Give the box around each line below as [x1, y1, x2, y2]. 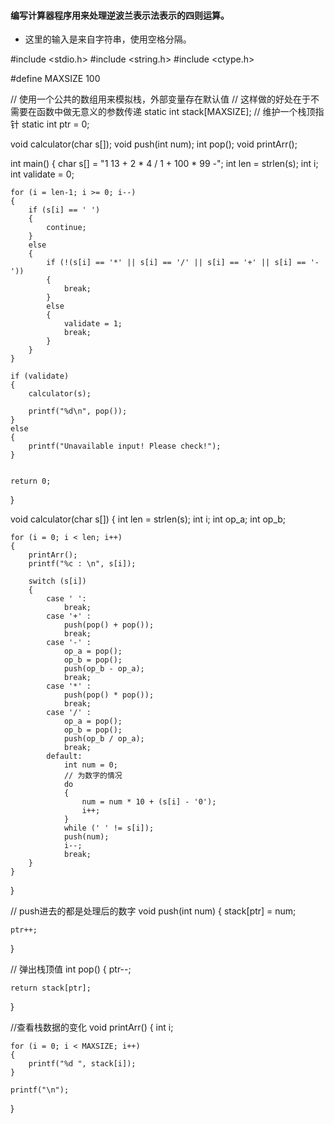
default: [46, 751, 83, 762]
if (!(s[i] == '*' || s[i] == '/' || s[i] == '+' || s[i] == [46, 258, 307, 268]
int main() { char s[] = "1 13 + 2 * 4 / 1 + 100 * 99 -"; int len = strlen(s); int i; [10, 158, 319, 170]
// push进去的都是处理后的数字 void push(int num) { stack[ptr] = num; [10, 905, 297, 917]
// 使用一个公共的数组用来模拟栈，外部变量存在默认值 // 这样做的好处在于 [10, 93, 311, 105]
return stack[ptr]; [10, 983, 92, 994]
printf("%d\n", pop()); [28, 406, 128, 417]
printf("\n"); [10, 1085, 70, 1095]
